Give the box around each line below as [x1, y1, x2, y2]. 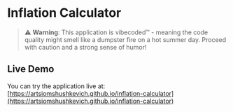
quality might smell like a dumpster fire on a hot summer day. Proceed [24, 35, 227, 43]
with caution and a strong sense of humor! [24, 43, 147, 51]
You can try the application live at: [7, 82, 106, 90]
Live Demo [7, 63, 55, 75]
